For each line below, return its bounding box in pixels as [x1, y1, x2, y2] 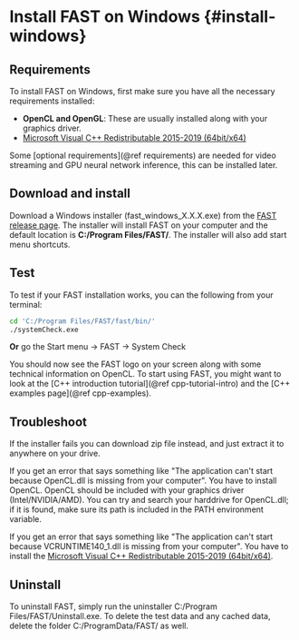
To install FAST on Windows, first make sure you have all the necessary [9, 86, 275, 96]
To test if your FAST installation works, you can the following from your [9, 289, 274, 300]
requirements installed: [9, 95, 95, 106]
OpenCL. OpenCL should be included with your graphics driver [9, 485, 245, 496]
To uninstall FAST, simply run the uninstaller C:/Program [9, 601, 217, 612]
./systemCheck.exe [9, 325, 79, 334]
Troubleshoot [9, 414, 88, 429]
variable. [9, 514, 43, 525]
